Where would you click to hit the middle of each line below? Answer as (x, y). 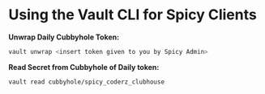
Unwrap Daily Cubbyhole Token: (64, 37)
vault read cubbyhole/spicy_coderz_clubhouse (86, 82)
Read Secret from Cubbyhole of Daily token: (84, 67)
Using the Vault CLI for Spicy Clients (132, 15)
